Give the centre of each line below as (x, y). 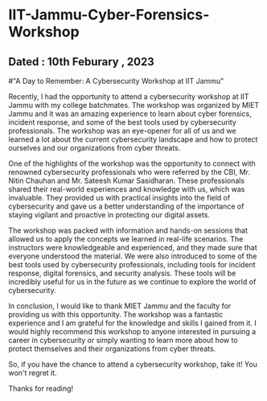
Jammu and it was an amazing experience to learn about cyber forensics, (130, 114)
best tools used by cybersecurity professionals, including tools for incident (132, 265)
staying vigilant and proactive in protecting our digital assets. (109, 215)
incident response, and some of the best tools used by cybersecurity (123, 122)
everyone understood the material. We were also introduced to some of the (133, 256)
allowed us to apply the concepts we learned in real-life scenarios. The (126, 239)
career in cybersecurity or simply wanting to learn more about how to (123, 340)
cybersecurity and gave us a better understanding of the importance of (126, 206)
